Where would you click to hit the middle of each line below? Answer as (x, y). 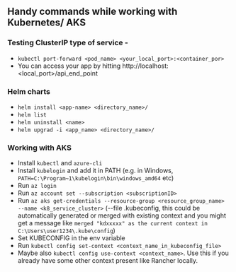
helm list (32, 115)
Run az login (37, 186)
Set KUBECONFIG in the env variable (71, 238)
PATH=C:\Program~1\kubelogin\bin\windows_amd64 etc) (96, 178)
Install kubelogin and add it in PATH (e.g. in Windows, (95, 171)
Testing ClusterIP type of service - (68, 43)
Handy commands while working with (92, 12)
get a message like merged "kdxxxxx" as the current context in (112, 223)
